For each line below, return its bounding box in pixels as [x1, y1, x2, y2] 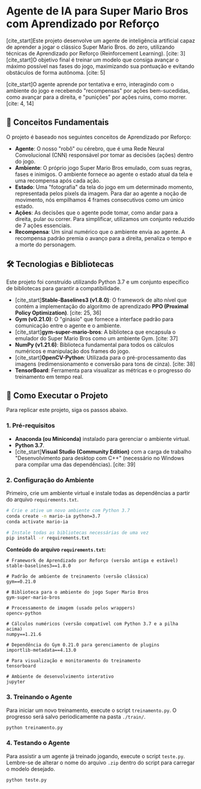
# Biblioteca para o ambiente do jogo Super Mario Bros [6, 589, 149, 596]
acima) [6, 626, 23, 632]
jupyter [6, 679, 26, 685]
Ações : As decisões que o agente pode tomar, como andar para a [14, 209, 178, 216]
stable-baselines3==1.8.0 [6, 563, 71, 569]
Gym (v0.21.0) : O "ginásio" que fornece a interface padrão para [14, 315, 174, 323]
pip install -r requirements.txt [6, 535, 90, 541]
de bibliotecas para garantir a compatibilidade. [6, 284, 121, 292]
